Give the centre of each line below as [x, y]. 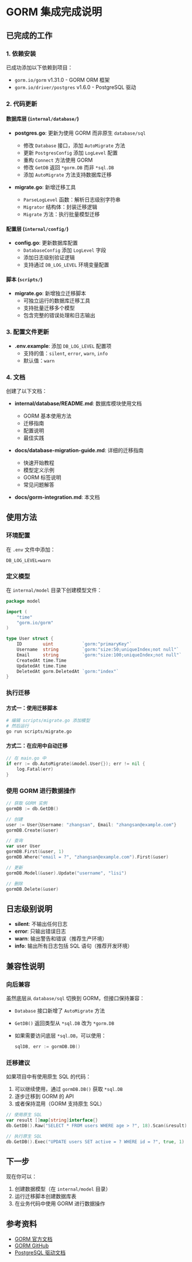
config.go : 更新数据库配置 [46, 243]
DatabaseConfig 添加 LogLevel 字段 [65, 250]
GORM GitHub [32, 1246]
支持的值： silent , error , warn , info [66, 353]
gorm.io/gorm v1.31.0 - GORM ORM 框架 [62, 80]
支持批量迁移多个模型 [49, 308]
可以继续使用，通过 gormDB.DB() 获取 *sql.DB [68, 1089]
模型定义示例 [39, 470]
